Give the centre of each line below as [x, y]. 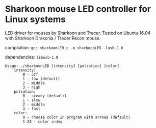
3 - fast [32, 108]
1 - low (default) [41, 79]
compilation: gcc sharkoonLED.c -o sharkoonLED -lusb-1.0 [64, 47]
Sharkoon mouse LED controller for [78, 9]
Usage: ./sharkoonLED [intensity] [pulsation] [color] [62, 66]
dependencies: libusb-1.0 [32, 57]
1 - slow [32, 100]
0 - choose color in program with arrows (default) [77, 117]
